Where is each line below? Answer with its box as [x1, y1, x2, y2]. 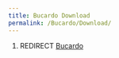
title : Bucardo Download [8, 11, 90, 20]
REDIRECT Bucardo [19, 41, 84, 50]
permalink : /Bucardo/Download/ [8, 19, 112, 27]
